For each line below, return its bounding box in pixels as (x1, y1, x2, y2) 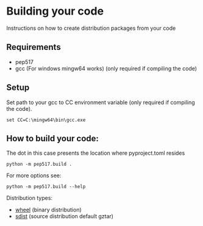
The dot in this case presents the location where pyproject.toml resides (6, 149, 185, 157)
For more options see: (6, 172, 62, 179)
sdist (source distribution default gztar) (15, 213, 114, 220)
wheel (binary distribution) (15, 206, 82, 214)
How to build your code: (6, 133, 99, 144)
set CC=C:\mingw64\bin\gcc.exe (6, 117, 86, 123)
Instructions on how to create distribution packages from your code (6, 24, 176, 32)
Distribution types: (6, 194, 53, 202)
